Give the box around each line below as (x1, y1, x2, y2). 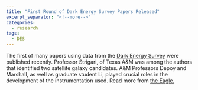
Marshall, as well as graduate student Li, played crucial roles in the (6, 71, 168, 78)
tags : (6, 31, 20, 36)
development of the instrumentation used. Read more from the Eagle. (6, 77, 175, 84)
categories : (6, 19, 35, 25)
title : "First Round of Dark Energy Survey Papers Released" (6, 8, 160, 15)
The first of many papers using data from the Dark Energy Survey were (6, 52, 179, 59)
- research (11, 25, 38, 31)
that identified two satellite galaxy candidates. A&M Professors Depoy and (6, 65, 187, 71)
